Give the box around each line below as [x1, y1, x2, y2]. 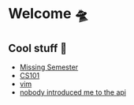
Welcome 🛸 [8, 5, 89, 23]
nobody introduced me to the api [19, 88, 126, 97]
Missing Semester [19, 62, 79, 72]
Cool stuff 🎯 [8, 41, 68, 54]
